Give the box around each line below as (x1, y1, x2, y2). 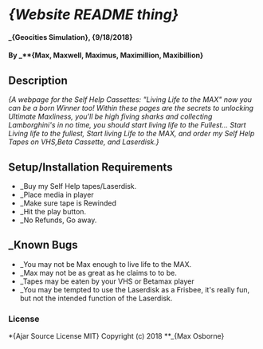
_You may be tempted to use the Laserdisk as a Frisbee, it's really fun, (19, 284, 250, 294)
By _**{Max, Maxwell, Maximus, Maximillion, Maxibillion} (8, 50, 204, 61)
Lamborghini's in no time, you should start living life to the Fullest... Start (8, 120, 246, 130)
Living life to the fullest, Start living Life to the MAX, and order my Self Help (8, 129, 255, 139)
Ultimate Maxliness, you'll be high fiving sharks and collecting (8, 112, 213, 121)
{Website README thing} (8, 6, 179, 24)
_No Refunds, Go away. (19, 215, 97, 225)
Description (8, 73, 68, 87)
